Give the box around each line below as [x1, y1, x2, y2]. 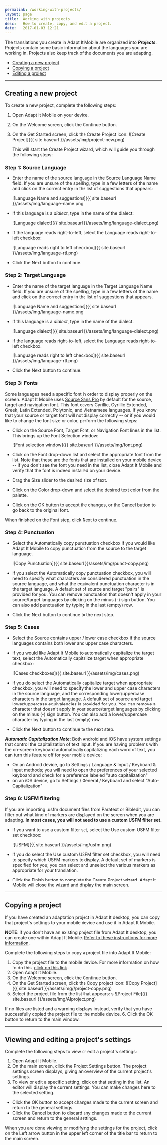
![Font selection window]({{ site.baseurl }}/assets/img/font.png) [12, 442, 143, 448]
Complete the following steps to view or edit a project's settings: [5, 1049, 137, 1055]
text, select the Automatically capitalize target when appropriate [12, 655, 144, 661]
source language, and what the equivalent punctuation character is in [12, 581, 155, 587]
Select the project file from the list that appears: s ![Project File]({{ [12, 990, 148, 997]
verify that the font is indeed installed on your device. [12, 467, 122, 473]
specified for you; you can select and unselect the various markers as [12, 862, 156, 868]
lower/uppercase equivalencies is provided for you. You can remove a [12, 701, 156, 707]
